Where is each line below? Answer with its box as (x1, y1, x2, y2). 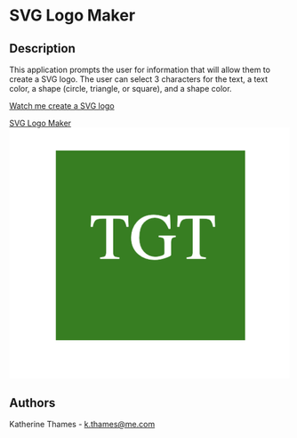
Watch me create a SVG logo (9, 101, 115, 111)
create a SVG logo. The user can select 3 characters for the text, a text (9, 74, 269, 85)
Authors (9, 395, 56, 410)
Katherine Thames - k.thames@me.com (9, 419, 156, 430)
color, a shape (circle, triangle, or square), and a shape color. (9, 84, 233, 93)
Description (9, 41, 76, 56)
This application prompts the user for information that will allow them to (9, 64, 271, 75)
